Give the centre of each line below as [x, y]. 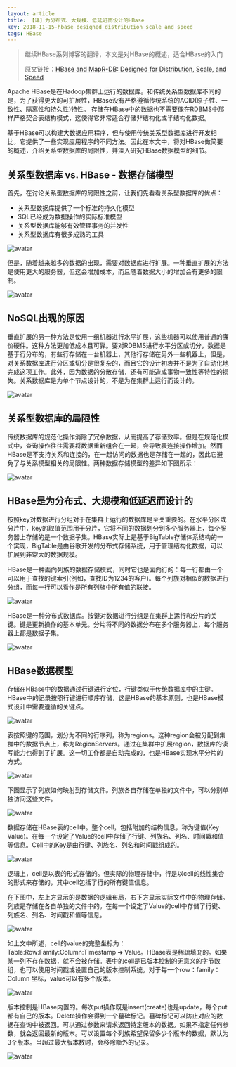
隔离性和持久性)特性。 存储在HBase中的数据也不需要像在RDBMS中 [122, 109]
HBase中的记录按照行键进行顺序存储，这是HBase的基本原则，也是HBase [112, 698]
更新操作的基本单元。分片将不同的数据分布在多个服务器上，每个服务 [130, 624]
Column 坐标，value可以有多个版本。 [61, 978]
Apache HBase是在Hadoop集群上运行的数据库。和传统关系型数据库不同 [111, 91]
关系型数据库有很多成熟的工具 [60, 234]
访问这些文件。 [35, 799]
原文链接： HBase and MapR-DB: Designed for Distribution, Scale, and [125, 69]
